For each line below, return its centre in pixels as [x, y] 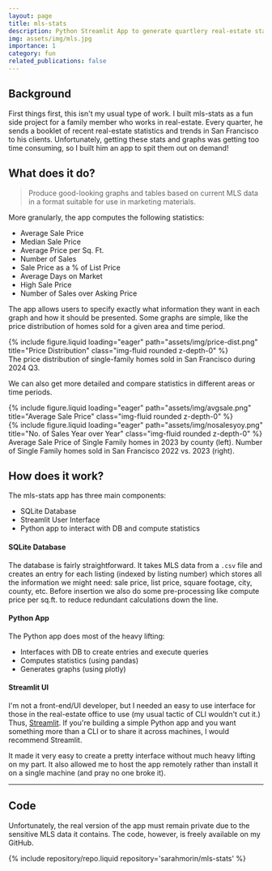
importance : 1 [32, 46]
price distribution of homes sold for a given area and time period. [117, 326]
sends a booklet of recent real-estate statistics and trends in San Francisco [134, 130]
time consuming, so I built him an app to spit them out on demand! [119, 147]
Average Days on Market [61, 275]
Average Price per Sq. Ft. [62, 250]
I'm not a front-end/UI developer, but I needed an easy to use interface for [132, 705]
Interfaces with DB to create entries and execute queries [114, 651]
